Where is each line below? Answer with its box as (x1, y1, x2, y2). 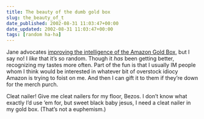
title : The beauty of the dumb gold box (6, 9, 111, 15)
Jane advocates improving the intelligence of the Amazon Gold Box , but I (6, 48, 190, 56)
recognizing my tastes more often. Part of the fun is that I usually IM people (6, 62, 196, 69)
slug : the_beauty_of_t (6, 15, 64, 21)
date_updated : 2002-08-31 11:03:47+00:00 (6, 26, 114, 32)
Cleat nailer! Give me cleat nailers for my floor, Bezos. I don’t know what (6, 93, 188, 100)
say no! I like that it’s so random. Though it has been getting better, (6, 55, 175, 62)
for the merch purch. (6, 81, 59, 88)
